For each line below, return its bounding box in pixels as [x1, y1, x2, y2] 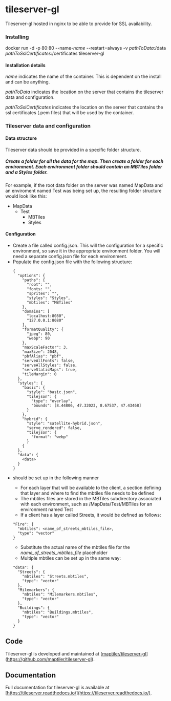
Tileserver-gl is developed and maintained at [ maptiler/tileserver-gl [5, 650, 147, 656]
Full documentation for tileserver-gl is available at [5, 685, 110, 691]
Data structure [5, 135, 37, 141]
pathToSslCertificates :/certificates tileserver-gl [5, 50, 104, 57]
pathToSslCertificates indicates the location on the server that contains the [5, 104, 163, 111]
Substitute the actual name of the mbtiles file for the [20, 544, 131, 550]
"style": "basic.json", [26, 389, 78, 395]
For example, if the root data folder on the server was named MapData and [5, 182, 163, 188]
